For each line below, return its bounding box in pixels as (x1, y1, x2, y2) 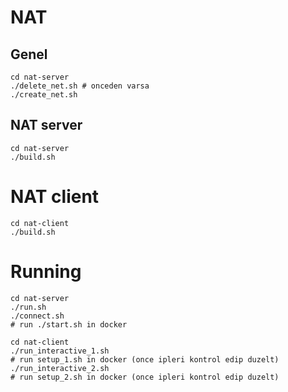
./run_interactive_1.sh (10, 346, 110, 356)
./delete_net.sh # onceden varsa (10, 81, 150, 91)
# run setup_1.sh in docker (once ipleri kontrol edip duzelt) (10, 354, 280, 365)
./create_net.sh (10, 90, 78, 100)
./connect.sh (10, 311, 65, 321)
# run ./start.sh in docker (10, 319, 128, 330)
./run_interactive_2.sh (10, 363, 110, 373)
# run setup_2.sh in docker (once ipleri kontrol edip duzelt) (10, 372, 280, 382)
